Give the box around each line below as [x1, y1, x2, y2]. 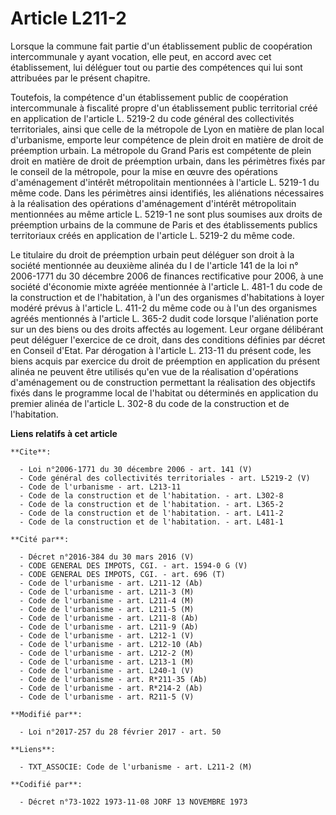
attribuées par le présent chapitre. [10, 72, 151, 84]
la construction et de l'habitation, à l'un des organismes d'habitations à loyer [10, 291, 325, 303]
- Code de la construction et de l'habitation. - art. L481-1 [19, 517, 284, 527]
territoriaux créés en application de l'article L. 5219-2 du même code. [10, 229, 296, 241]
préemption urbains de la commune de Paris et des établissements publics [10, 218, 318, 231]
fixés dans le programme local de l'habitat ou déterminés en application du [10, 387, 319, 399]
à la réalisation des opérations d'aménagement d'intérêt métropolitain [10, 197, 297, 209]
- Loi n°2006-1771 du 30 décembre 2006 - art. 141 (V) [19, 464, 253, 474]
